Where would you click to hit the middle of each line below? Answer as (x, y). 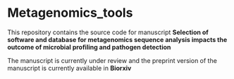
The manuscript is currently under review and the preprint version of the (112, 60)
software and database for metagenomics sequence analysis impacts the (117, 39)
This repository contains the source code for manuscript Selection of (108, 32)
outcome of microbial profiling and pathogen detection (89, 47)
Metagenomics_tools (70, 13)
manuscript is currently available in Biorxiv (69, 68)
